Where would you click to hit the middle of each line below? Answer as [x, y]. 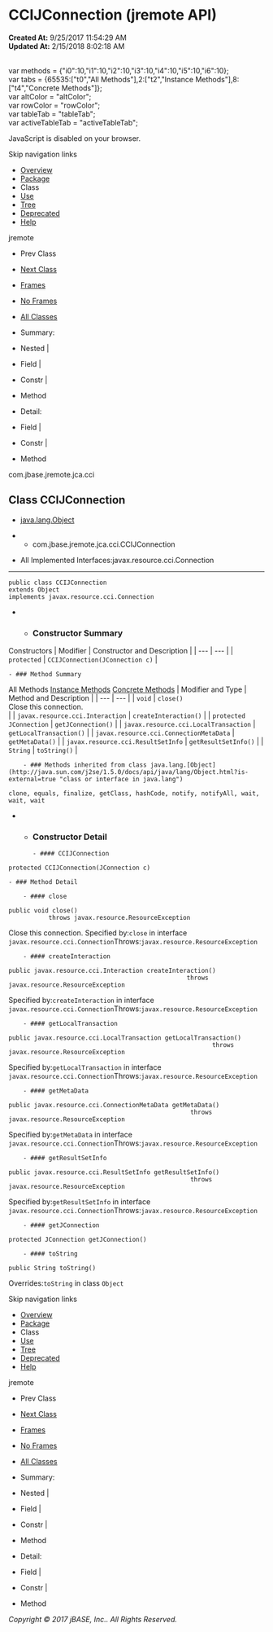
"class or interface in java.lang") [121, 780]
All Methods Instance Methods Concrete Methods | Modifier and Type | [128, 689]
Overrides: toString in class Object [66, 1283]
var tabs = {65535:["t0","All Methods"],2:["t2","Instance [101, 79]
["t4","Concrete [34, 88]
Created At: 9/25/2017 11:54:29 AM [68, 37]
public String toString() [52, 1269]
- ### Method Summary [45, 675]
